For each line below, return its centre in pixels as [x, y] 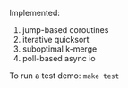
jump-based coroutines [65, 30]
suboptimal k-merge [60, 49]
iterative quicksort [55, 40]
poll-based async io [59, 58]
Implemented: [35, 13]
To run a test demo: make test [64, 76]
